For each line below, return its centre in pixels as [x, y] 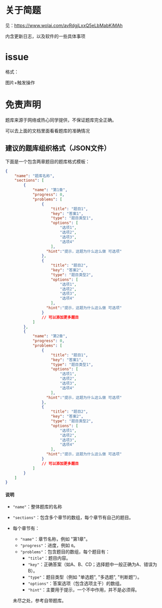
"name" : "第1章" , [50, 190]
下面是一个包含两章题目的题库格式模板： [47, 161]
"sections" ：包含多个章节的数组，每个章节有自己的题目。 [73, 518]
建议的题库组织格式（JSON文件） [58, 148]
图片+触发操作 [20, 82]
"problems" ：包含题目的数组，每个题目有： [65, 552]
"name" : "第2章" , [50, 336]
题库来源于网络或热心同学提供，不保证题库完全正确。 [61, 120]
